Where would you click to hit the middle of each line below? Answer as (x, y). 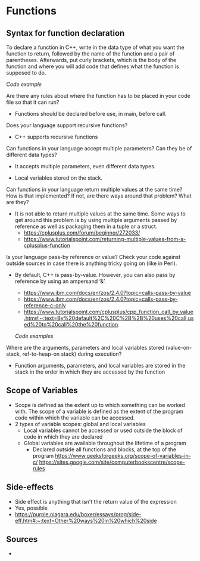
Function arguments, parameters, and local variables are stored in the (100, 366)
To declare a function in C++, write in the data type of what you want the (95, 47)
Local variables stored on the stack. (59, 178)
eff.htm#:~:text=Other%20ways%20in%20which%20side (86, 520)
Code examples (34, 336)
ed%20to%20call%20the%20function (71, 324)
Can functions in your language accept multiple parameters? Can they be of (99, 148)
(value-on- (179, 348)
